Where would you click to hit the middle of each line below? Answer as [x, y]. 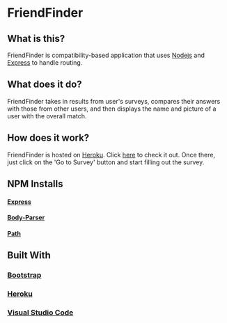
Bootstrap [24, 275]
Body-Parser [26, 218]
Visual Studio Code [40, 313]
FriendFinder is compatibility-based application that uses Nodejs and [106, 55]
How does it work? [48, 138]
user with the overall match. [47, 116]
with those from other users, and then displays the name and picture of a [112, 109]
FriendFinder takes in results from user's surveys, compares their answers [114, 101]
